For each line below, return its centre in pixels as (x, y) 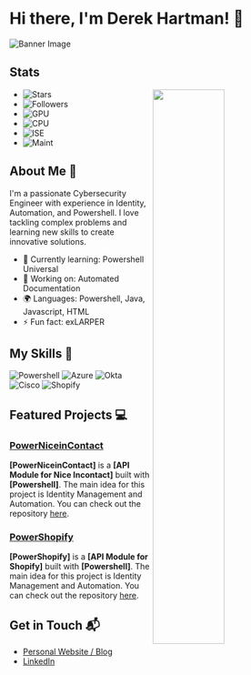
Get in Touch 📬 (55, 625)
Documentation (51, 288)
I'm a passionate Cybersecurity (68, 193)
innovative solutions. (48, 241)
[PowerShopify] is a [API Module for (79, 557)
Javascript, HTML (56, 311)
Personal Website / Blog (67, 652)
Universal (40, 268)
